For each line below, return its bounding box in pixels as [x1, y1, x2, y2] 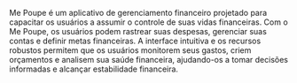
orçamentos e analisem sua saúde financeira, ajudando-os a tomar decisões [9, 55, 289, 64]
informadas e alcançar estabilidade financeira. [9, 64, 179, 74]
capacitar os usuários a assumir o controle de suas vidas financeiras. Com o [9, 17, 288, 27]
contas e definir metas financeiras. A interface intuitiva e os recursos [9, 35, 262, 46]
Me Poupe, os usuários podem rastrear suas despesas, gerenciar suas [9, 26, 268, 36]
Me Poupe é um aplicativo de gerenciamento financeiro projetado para [9, 8, 268, 18]
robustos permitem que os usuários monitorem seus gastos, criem [9, 45, 252, 56]
